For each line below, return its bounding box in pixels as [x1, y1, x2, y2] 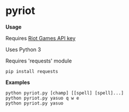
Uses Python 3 [5, 45, 42, 53]
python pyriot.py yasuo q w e [5, 95, 80, 101]
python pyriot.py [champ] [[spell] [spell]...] [5, 90, 124, 96]
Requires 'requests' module [5, 57, 72, 64]
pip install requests [5, 68, 59, 74]
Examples [5, 79, 30, 86]
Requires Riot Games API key [5, 34, 76, 41]
